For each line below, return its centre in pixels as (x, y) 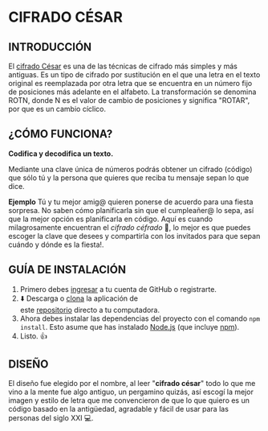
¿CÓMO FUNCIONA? (61, 134)
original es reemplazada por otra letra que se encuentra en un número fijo (130, 83)
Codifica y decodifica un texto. (61, 154)
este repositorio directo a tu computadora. (90, 310)
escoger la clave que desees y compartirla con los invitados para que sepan (134, 236)
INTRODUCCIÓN (50, 47)
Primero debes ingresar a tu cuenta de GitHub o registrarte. (118, 289)
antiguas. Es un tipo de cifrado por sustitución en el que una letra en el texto (134, 75)
